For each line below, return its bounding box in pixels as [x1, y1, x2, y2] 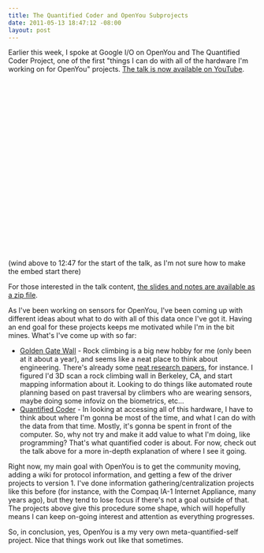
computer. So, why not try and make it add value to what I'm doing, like [19, 430, 251, 440]
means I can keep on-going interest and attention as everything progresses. [8, 512, 255, 521]
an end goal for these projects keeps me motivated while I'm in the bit [8, 322, 235, 332]
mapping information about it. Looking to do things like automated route [19, 380, 253, 389]
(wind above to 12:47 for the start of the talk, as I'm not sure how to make [8, 258, 246, 268]
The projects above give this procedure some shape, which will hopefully [8, 503, 246, 513]
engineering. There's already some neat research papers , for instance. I [19, 363, 254, 373]
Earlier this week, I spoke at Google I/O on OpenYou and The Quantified [8, 48, 240, 58]
